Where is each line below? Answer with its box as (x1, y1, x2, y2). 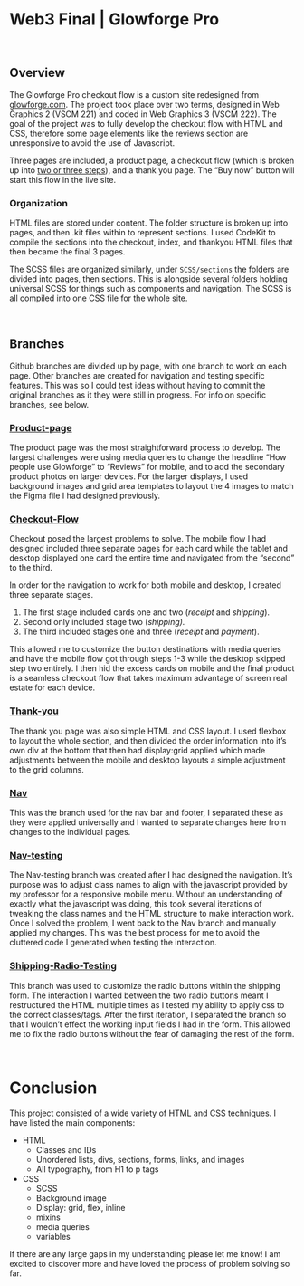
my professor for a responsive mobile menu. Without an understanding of (9, 888, 283, 900)
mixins (35, 1212, 61, 1223)
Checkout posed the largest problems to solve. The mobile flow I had (9, 533, 267, 544)
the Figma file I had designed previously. (9, 490, 161, 502)
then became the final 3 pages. (9, 246, 126, 257)
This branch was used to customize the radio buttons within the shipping (9, 980, 280, 991)
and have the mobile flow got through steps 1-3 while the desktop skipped (9, 653, 286, 665)
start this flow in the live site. (9, 174, 117, 185)
